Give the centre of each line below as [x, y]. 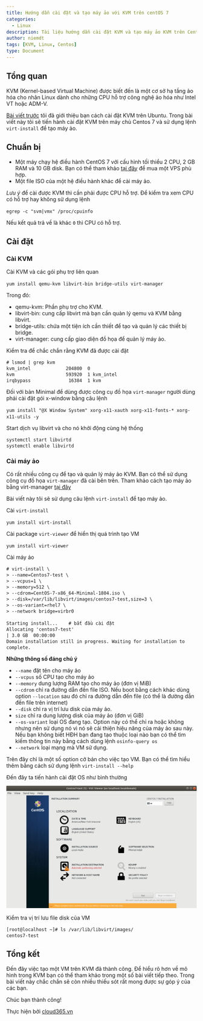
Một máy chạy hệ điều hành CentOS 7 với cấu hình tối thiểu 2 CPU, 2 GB [105, 162]
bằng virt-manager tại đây [39, 487]
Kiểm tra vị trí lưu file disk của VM [48, 918]
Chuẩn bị [24, 147]
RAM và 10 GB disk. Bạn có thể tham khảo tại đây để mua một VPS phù [103, 168]
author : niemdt [25, 38]
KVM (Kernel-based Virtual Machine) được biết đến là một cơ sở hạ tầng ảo [100, 91]
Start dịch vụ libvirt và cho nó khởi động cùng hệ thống [75, 428]
